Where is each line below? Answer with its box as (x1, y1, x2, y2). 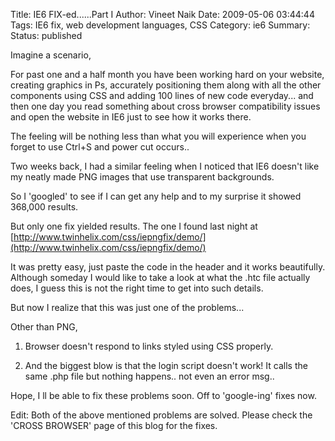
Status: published (10, 30, 83, 41)
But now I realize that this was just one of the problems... (10, 302, 245, 313)
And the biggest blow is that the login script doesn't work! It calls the (24, 360, 308, 371)
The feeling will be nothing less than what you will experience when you (10, 130, 307, 142)
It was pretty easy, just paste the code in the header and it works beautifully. (10, 261, 326, 273)
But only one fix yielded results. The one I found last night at (10, 220, 258, 232)
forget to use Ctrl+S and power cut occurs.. (10, 141, 190, 153)
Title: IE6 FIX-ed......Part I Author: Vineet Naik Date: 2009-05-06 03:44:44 (10, 9, 315, 20)
